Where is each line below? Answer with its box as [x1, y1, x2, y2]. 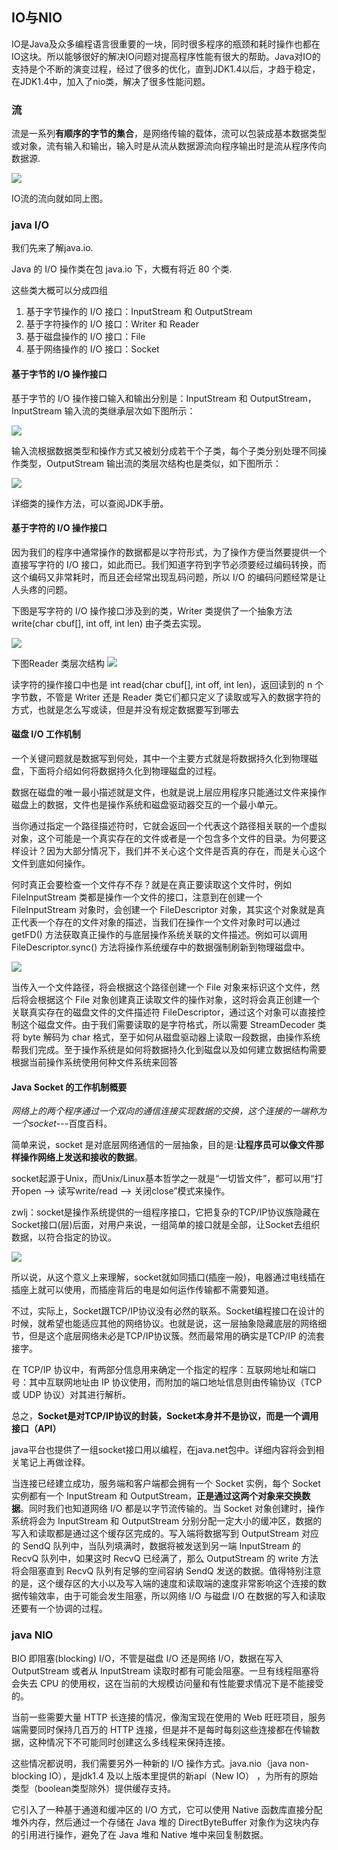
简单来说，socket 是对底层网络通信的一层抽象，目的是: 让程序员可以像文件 [11, 1139, 316, 1151]
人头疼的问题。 [11, 583, 73, 595]
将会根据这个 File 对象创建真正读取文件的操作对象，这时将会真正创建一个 [19, 994, 321, 1006]
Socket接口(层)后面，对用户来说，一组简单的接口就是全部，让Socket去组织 [11, 1219, 321, 1231]
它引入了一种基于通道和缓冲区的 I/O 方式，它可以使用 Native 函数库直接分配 [11, 1803, 323, 1815]
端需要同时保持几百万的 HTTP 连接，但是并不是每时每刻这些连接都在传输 [11, 1723, 312, 1735]
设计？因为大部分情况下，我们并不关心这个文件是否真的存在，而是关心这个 [19, 845, 327, 857]
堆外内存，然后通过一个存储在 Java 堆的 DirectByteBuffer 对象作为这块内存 [11, 1816, 320, 1828]
